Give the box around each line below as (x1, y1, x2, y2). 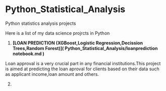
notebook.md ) (12, 51, 44, 57)
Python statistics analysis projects (5, 20, 76, 26)
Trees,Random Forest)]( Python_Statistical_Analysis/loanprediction (12, 45, 158, 51)
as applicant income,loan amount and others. (5, 71, 99, 77)
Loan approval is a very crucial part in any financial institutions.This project (5, 60, 161, 66)
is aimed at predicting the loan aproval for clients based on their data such (5, 66, 160, 72)
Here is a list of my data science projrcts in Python (5, 30, 110, 36)
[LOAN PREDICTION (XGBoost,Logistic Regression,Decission (12, 39, 143, 46)
